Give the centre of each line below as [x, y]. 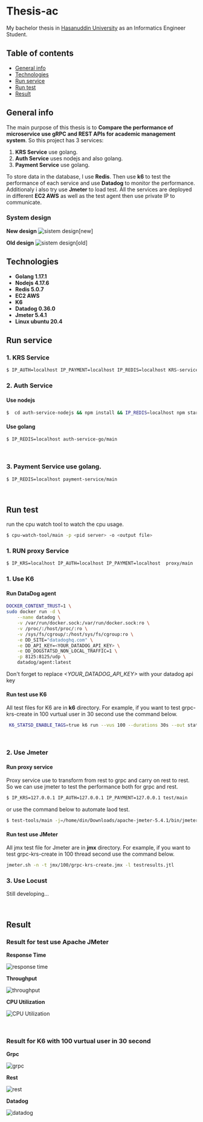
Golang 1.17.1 [31, 276]
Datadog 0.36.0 [35, 308]
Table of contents [40, 54]
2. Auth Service [30, 385]
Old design [20, 243]
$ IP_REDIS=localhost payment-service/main [62, 479]
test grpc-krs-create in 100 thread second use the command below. [91, 854]
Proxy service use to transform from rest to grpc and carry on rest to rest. [98, 780]
